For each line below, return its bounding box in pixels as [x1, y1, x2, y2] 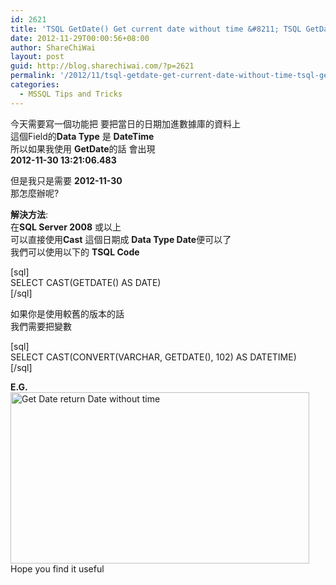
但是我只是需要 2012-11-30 [10, 174, 123, 186]
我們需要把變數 [10, 320, 72, 332]
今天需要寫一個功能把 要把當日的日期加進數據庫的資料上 [10, 117, 241, 130]
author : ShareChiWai [10, 42, 97, 53]
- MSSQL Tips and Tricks [19, 89, 123, 99]
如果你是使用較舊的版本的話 [10, 307, 125, 320]
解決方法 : [10, 208, 49, 220]
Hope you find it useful [10, 562, 105, 575]
